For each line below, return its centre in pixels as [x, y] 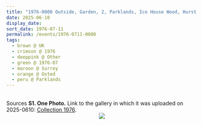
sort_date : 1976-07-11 [35, 29]
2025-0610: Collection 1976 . [42, 110]
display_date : [24, 23]
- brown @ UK [28, 46]
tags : [13, 40]
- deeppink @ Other [36, 57]
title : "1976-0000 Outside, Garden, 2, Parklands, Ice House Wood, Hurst [102, 12]
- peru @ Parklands [36, 79]
